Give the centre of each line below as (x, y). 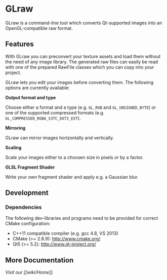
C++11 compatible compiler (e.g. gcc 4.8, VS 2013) (65, 233)
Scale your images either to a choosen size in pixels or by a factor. (74, 157)
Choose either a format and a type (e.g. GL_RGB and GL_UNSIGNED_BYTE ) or (81, 107)
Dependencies (24, 207)
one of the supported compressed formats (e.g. (55, 112)
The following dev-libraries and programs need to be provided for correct (82, 218)
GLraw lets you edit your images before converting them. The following (79, 82)
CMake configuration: (28, 224)
